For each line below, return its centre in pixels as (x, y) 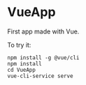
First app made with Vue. (43, 31)
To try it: (19, 45)
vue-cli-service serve (40, 76)
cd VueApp (22, 70)
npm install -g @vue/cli (43, 57)
